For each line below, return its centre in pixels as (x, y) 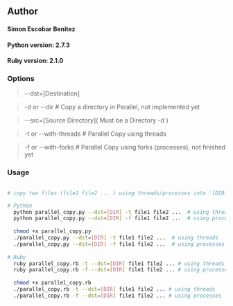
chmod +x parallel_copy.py (52, 231)
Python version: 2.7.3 (39, 45)
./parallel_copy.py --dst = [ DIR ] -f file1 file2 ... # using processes (119, 244)
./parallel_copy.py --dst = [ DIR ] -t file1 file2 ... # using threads (116, 238)
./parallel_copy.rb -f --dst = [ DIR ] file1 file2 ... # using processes (118, 296)
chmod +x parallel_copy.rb (52, 283)
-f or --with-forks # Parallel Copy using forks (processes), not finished (125, 147)
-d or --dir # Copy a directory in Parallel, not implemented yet (112, 107)
